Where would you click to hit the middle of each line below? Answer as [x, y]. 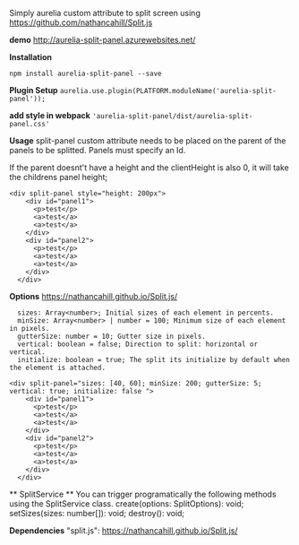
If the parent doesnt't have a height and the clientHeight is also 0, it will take [149, 168]
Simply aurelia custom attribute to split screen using [105, 13]
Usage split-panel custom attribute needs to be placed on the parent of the [148, 141]
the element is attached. [57, 368]
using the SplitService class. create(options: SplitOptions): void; [127, 504]
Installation [30, 57]
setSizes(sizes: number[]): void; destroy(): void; [97, 513]
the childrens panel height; [59, 177]
